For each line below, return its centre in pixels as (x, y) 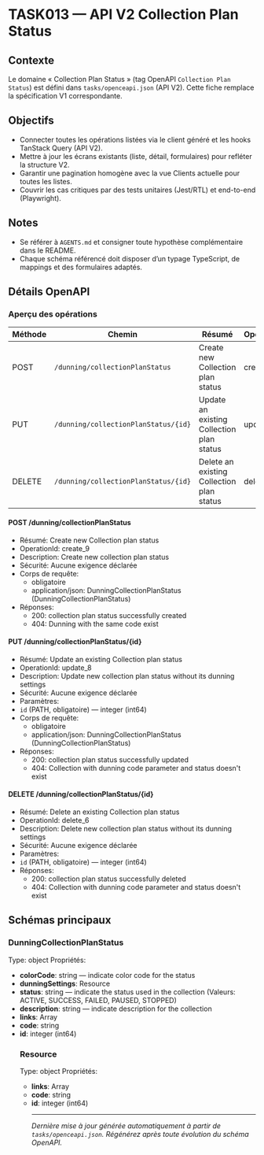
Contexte (31, 60)
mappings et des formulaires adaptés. (81, 267)
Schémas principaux (60, 920)
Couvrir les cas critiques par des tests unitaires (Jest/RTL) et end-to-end (137, 190)
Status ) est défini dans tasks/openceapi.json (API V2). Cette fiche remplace (131, 87)
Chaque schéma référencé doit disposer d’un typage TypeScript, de (130, 258)
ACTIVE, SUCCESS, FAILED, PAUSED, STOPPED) (98, 1000)
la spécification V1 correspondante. (66, 96)
